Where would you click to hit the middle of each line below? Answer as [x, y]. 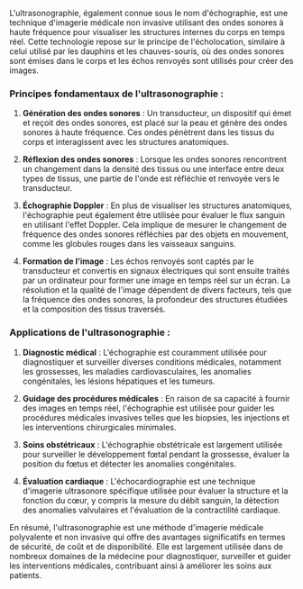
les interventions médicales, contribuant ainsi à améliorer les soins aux [141, 566]
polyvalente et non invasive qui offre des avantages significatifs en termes [147, 537]
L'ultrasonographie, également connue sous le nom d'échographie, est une [149, 13]
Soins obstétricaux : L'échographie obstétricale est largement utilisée [152, 444]
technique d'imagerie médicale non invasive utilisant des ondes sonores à [147, 23]
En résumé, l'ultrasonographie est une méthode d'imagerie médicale [137, 527]
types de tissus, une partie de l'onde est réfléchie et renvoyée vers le [151, 178]
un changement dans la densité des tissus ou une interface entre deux [153, 169]
